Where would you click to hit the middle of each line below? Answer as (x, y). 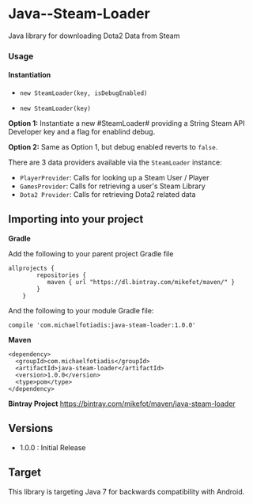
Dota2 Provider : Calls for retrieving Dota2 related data (108, 195)
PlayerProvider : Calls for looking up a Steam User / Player (114, 178)
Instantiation (30, 75)
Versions (31, 428)
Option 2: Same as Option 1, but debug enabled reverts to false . (113, 147)
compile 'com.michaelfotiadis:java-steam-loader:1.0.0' (102, 325)
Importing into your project (76, 220)
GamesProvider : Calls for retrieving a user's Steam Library (112, 186)
